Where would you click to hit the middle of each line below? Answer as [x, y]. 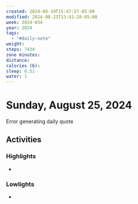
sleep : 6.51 [20, 71]
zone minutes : [23, 55]
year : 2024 [19, 28]
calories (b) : [23, 66]
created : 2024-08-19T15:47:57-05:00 [50, 11]
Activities [24, 140]
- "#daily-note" [31, 38]
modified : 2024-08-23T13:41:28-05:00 [52, 17]
